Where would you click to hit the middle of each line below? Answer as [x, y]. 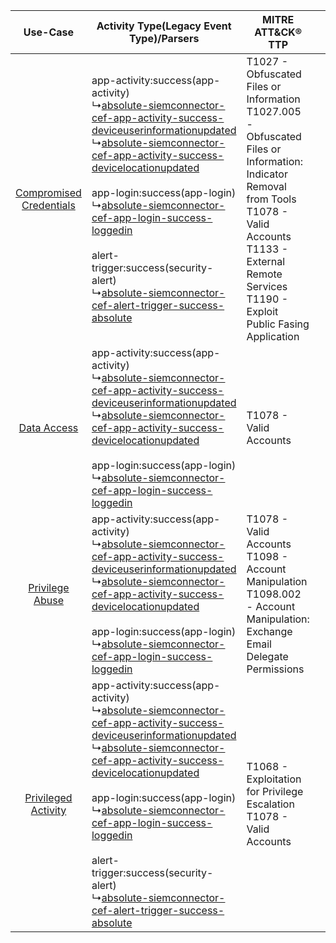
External [266, 261]
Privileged [48, 797]
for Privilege [275, 791]
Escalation [270, 804]
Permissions [275, 669]
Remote [264, 274]
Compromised [48, 192]
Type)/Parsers [164, 38]
